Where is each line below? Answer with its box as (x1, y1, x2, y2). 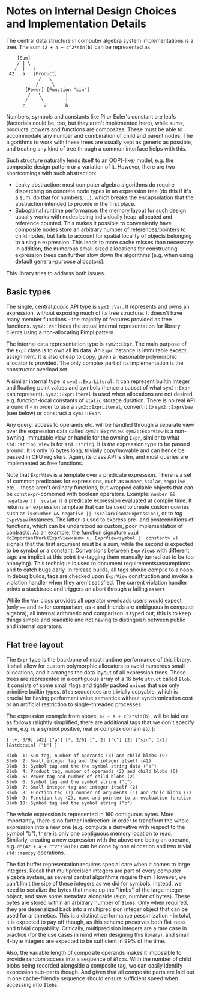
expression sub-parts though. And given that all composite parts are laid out (6, 968, 195, 975)
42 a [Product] (8, 70, 58, 76)
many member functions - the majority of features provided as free (6, 315, 172, 323)
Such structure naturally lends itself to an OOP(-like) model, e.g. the (6, 157, 174, 164)
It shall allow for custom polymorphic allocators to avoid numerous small (6, 662, 185, 669)
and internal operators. (6, 622, 63, 630)
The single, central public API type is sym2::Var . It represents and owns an (6, 303, 190, 310)
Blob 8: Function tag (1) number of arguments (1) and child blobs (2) (6, 789, 192, 795)
